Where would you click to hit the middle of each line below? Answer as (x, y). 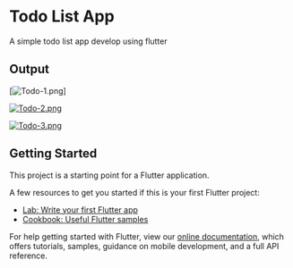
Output (29, 69)
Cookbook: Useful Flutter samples (85, 219)
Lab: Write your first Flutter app (80, 209)
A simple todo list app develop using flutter (88, 41)
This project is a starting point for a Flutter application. (109, 175)
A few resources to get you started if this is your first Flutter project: (134, 192)
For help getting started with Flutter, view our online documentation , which (147, 236)
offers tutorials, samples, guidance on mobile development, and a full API (144, 246)
